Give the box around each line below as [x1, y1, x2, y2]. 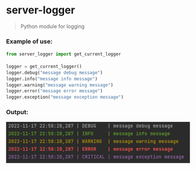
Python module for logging [20, 23, 85, 30]
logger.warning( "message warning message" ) [6, 82, 114, 88]
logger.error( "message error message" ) [6, 88, 103, 94]
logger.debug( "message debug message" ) [6, 69, 103, 76]
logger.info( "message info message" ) [6, 76, 98, 82]
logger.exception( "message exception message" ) [6, 94, 124, 100]
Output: [6, 108, 29, 117]
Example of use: [6, 37, 53, 45]
